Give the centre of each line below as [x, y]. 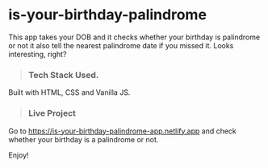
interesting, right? [38, 54]
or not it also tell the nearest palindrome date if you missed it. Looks [121, 45]
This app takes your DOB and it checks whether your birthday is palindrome [134, 37]
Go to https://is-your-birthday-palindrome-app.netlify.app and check [122, 131]
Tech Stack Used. [63, 75]
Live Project [52, 113]
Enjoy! [19, 155]
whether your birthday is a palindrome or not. [84, 139]
